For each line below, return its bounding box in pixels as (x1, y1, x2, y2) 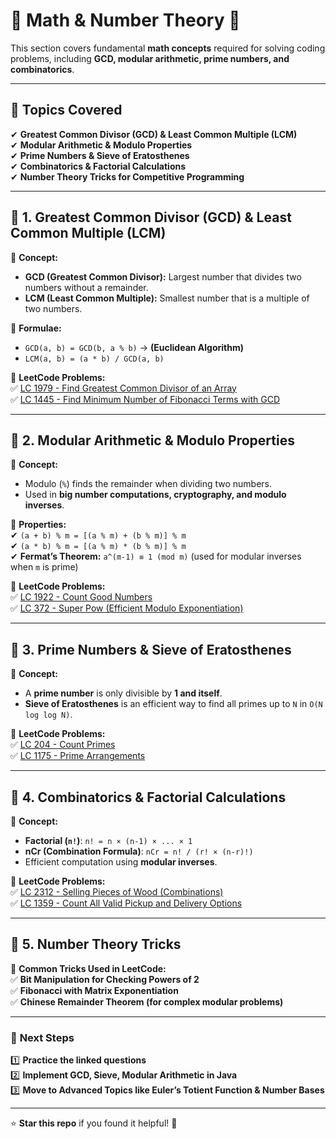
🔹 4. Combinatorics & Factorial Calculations (10, 789, 287, 806)
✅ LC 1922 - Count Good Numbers (10, 591, 153, 603)
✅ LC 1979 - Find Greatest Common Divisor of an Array (10, 382, 237, 394)
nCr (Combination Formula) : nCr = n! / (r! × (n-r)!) (24, 845, 254, 857)
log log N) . (24, 709, 73, 721)
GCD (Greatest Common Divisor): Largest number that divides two (24, 270, 302, 283)
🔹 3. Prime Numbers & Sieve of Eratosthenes (10, 641, 292, 658)
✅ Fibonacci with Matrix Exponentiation (10, 984, 179, 996)
